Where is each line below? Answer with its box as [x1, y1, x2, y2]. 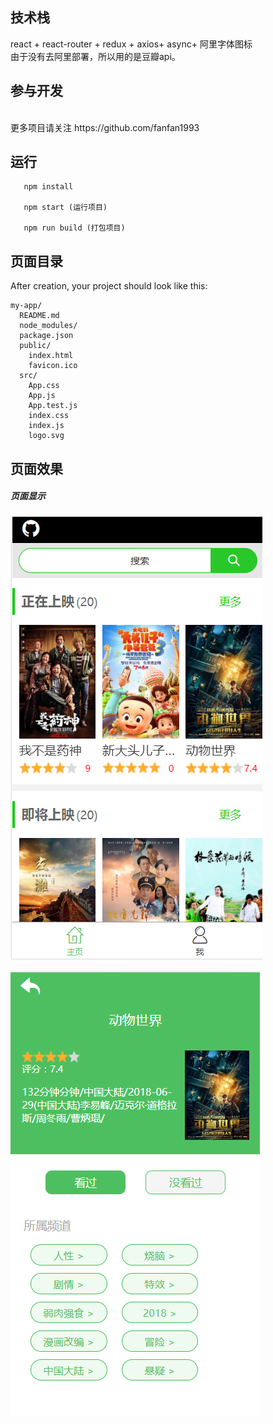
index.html [28, 351, 74, 361]
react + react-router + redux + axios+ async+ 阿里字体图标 [10, 38, 253, 50]
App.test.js [28, 401, 78, 411]
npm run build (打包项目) [23, 223, 126, 233]
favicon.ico [28, 361, 78, 371]
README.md [19, 311, 60, 321]
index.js [28, 421, 65, 431]
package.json [19, 331, 74, 341]
